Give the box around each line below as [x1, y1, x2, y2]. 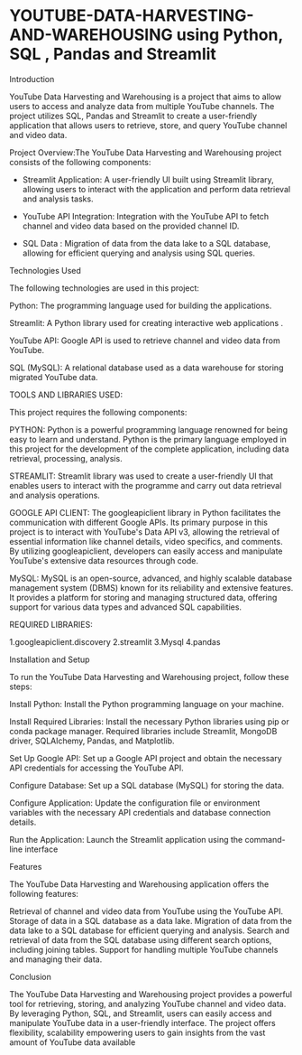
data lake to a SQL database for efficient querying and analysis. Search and [9, 925, 290, 936]
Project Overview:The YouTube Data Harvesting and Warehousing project [9, 146, 282, 158]
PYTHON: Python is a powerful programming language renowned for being [9, 424, 288, 434]
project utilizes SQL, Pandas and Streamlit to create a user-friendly [9, 110, 258, 121]
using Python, [176, 24, 284, 45]
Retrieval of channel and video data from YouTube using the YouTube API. [9, 905, 284, 917]
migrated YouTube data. [9, 371, 98, 382]
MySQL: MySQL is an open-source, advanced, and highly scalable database [9, 573, 293, 584]
